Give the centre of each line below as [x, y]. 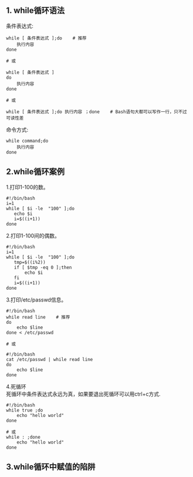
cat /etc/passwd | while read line [50, 359]
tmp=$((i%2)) [30, 262]
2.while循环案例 [35, 172]
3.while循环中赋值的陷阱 [51, 467]
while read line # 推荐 [38, 317]
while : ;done [23, 437]
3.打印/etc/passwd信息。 [36, 300]
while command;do [27, 141]
